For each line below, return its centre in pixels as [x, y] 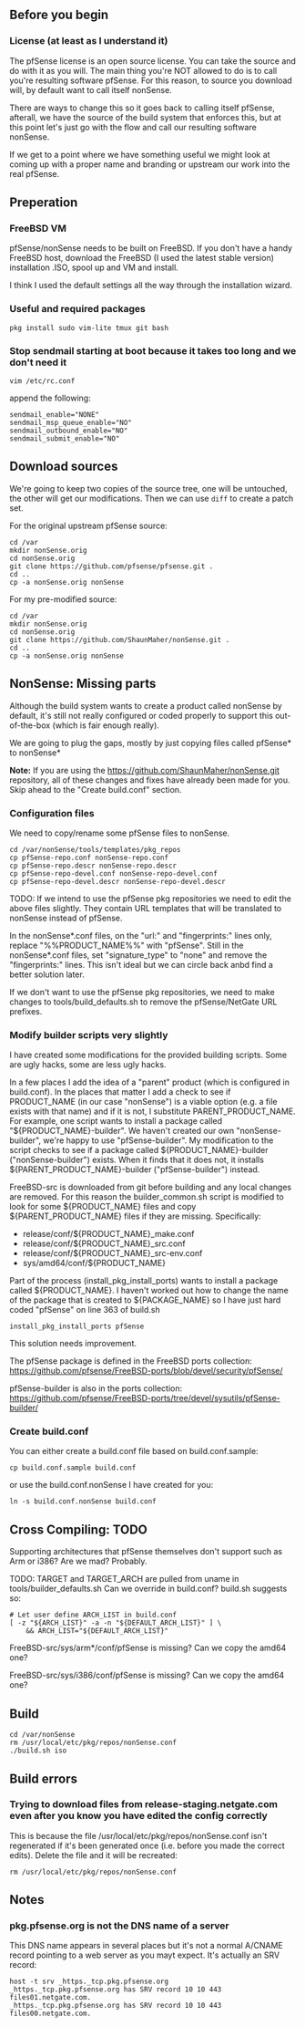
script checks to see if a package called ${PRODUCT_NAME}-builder [139, 1150]
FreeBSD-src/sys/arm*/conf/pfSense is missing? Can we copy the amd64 [148, 1648]
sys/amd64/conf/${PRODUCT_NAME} [94, 1263]
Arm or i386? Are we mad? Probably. [78, 1561]
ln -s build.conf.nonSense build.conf [83, 1502]
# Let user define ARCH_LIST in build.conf [93, 1615]
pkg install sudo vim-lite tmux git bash [89, 327]
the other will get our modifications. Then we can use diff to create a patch [152, 498]
